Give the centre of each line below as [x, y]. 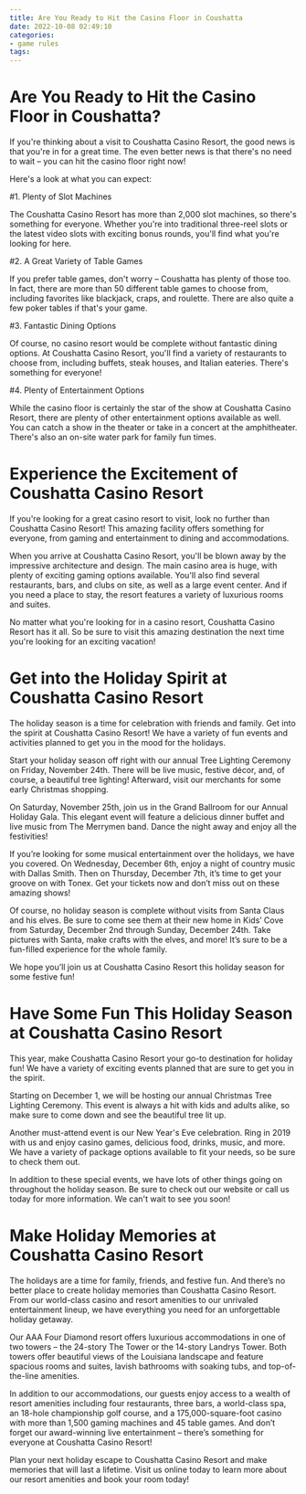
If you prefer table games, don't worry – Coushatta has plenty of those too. [150, 279]
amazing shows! [40, 893]
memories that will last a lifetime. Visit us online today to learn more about [148, 1469]
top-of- [282, 1366]
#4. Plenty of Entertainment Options [77, 390]
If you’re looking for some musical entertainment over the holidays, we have [152, 853]
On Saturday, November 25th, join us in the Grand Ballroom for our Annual [149, 807]
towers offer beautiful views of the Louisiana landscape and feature [137, 1356]
